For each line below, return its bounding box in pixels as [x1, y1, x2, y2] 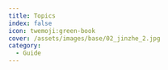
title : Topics [8, 11, 57, 20]
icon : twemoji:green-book [8, 27, 95, 35]
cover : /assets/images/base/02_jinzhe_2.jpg [8, 34, 161, 43]
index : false [8, 19, 52, 27]
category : [8, 42, 42, 50]
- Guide [15, 49, 42, 57]
